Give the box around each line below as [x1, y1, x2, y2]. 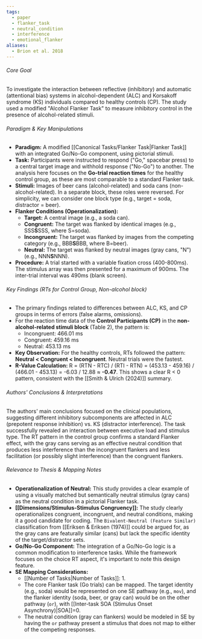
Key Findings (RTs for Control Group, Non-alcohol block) [6, 285, 147, 293]
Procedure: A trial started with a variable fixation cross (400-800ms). [14, 259, 188, 266]
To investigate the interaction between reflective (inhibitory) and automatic [6, 85, 192, 92]
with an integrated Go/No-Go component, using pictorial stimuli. [14, 150, 174, 157]
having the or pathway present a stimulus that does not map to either [24, 619, 196, 626]
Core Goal [6, 67, 32, 74]
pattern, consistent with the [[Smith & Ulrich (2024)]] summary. [14, 375, 172, 382]
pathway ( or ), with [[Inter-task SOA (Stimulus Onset [24, 600, 153, 607]
